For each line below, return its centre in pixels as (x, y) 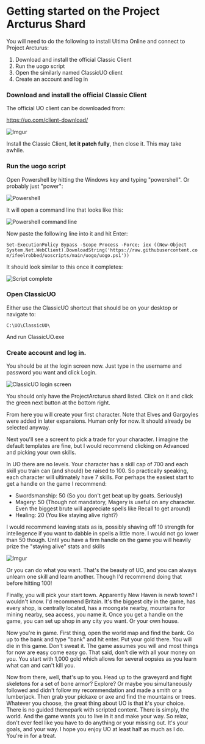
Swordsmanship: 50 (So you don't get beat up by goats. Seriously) (99, 496)
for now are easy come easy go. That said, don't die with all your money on (101, 652)
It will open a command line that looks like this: (65, 210)
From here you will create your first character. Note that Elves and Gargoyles (103, 415)
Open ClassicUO (31, 294)
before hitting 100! (29, 583)
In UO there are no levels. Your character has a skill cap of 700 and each (97, 464)
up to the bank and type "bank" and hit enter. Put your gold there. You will (99, 639)
